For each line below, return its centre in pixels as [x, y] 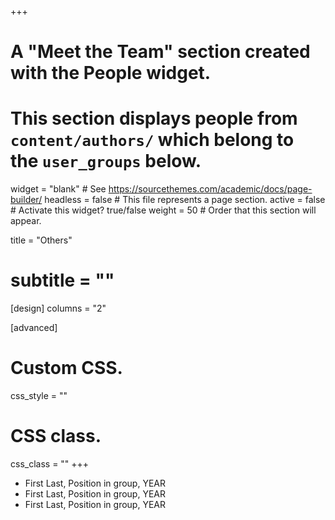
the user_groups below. [106, 161]
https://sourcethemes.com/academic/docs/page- [210, 189]
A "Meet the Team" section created [160, 52]
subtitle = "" [62, 280]
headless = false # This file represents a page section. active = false [185, 200]
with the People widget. [111, 73]
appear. [26, 221]
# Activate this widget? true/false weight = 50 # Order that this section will [163, 210]
